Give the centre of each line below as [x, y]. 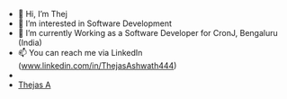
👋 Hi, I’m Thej [42, 14]
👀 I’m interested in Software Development [95, 23]
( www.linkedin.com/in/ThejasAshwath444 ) [97, 66]
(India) [30, 42]
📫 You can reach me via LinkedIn [80, 53]
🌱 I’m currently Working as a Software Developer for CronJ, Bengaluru [148, 33]
